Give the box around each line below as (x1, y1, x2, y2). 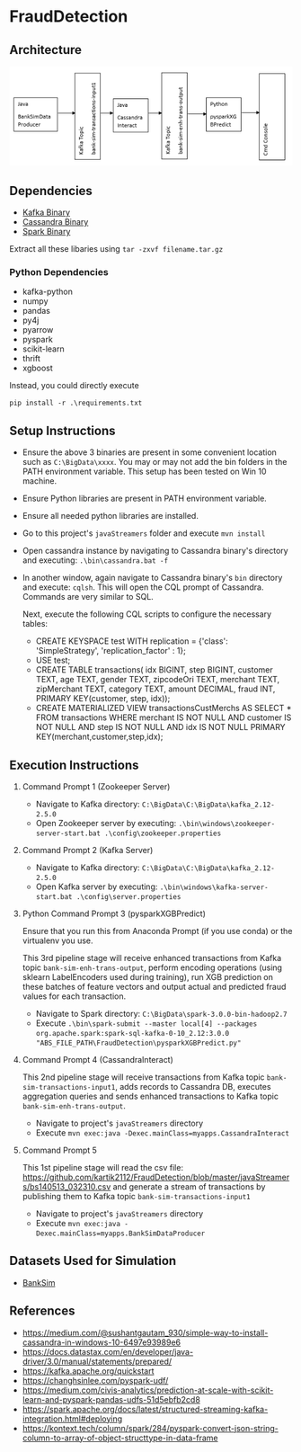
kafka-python (22, 286, 74, 298)
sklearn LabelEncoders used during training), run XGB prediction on (22, 972, 274, 982)
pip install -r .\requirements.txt (9, 398, 143, 408)
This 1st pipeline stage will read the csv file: (22, 1162, 184, 1172)
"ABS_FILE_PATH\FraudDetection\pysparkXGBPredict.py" (35, 1038, 242, 1047)
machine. (22, 476, 58, 486)
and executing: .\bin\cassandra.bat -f (22, 555, 169, 566)
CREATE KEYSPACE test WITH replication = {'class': (35, 636, 229, 646)
